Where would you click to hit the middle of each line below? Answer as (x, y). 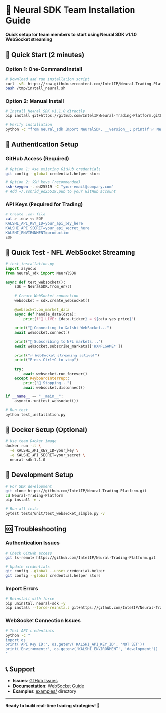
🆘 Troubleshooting (36, 529)
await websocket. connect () (42, 332)
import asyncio (21, 269)
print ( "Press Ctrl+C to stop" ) (47, 360)
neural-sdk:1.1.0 (28, 460)
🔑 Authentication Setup (42, 145)
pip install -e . (23, 500)
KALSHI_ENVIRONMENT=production (38, 233)
